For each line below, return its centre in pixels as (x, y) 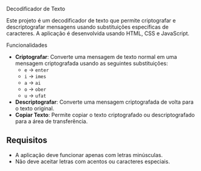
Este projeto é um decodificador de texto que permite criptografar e (91, 20)
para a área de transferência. (51, 121)
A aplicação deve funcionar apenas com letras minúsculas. (89, 155)
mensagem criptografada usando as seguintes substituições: (91, 63)
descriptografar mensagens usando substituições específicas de (87, 27)
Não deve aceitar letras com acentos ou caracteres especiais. (92, 161)
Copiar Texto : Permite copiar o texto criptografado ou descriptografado (105, 115)
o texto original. (35, 108)
